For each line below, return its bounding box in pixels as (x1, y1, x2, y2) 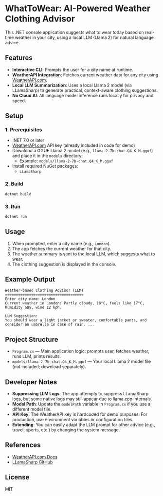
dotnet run (5, 214, 27, 219)
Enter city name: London (5, 297, 55, 301)
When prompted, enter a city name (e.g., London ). (12, 240, 111, 246)
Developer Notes (5, 378, 57, 386)
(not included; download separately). (12, 364, 86, 370)
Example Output (5, 275, 55, 283)
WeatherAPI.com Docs (12, 454, 57, 460)
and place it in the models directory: (12, 153, 83, 159)
